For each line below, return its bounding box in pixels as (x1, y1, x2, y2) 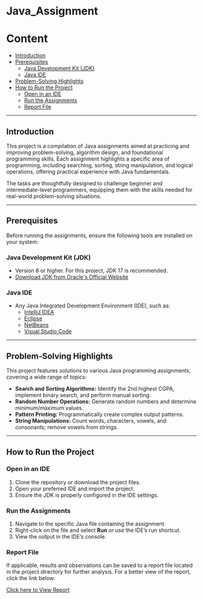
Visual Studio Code (24, 328, 72, 335)
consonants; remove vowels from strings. (14, 424, 118, 431)
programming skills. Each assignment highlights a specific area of (6, 155, 170, 162)
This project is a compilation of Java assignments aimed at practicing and (6, 142, 190, 149)
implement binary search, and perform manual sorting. (14, 391, 151, 399)
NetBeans (24, 321, 49, 328)
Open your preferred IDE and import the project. (14, 485, 135, 492)
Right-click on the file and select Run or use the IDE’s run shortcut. (14, 527, 181, 534)
